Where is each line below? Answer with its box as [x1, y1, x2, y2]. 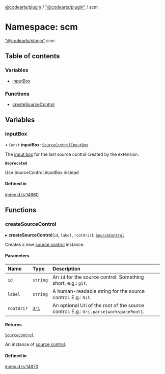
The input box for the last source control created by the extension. [5, 151, 139, 157]
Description [52, 265, 81, 272]
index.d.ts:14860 [5, 192, 39, 198]
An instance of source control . [5, 341, 66, 347]
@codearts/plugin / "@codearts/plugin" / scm [5, 4, 98, 10]
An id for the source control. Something [52, 273, 144, 280]
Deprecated [5, 161, 27, 166]
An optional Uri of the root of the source [52, 302, 144, 308]
